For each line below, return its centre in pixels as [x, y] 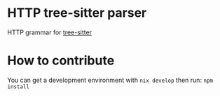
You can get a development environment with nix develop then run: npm [110, 80]
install [19, 87]
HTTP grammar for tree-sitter [50, 32]
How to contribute [61, 61]
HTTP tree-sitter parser [77, 13]
